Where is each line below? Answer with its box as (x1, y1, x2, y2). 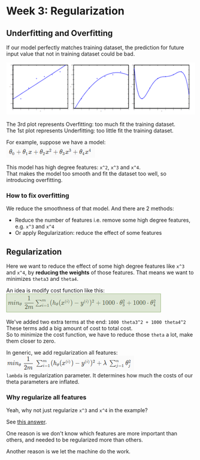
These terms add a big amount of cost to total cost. (6, 325, 133, 332)
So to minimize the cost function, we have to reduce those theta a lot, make (6, 331, 193, 338)
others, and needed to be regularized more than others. (6, 436, 144, 444)
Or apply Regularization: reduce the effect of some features (14, 229, 162, 237)
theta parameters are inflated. (6, 379, 80, 386)
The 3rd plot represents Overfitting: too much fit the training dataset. (6, 121, 175, 128)
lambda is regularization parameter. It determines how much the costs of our (6, 372, 193, 379)
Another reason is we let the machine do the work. (6, 448, 131, 455)
